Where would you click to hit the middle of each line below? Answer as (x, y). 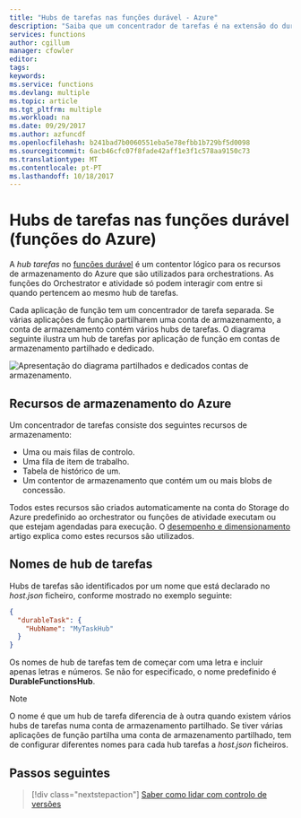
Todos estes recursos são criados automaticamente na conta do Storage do (149, 507)
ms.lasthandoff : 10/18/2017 (62, 176)
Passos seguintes (60, 773)
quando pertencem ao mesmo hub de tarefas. (94, 293)
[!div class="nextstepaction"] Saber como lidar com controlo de (149, 794)
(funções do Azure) (83, 239)
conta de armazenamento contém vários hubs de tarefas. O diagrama (138, 329)
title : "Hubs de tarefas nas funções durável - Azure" (114, 17)
